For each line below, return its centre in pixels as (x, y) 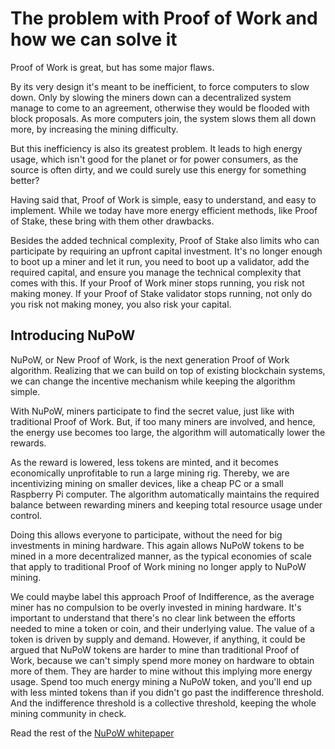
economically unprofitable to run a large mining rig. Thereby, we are (150, 473)
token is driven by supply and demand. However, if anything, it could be (158, 639)
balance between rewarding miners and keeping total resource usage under (166, 504)
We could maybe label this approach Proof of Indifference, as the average (162, 596)
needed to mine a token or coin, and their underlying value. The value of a (162, 628)
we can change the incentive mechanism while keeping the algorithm (153, 381)
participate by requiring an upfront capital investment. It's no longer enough (166, 251)
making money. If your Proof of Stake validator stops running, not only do (161, 293)
